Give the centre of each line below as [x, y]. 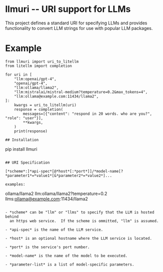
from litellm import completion [39, 66]
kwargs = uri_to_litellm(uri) [45, 105]
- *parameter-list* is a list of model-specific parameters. [70, 265]
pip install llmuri [21, 149]
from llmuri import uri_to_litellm [42, 61]
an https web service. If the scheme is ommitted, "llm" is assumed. [84, 221]
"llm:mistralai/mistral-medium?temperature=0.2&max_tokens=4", [81, 92]
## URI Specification [28, 163]
